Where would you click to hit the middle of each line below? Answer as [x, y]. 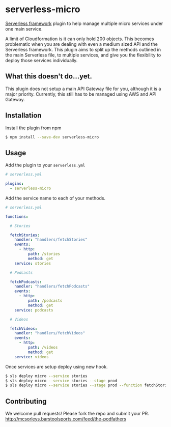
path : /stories [44, 254]
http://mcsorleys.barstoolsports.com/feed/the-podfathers [66, 419]
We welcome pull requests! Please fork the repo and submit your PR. [77, 414]
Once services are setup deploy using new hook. [56, 366]
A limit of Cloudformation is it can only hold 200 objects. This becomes [80, 39]
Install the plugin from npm [33, 128]
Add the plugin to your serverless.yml [45, 165]
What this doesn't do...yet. [49, 77]
